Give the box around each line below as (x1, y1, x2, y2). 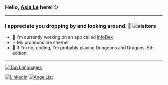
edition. (12, 50, 28, 56)
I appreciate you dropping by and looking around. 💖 (5, 23, 131, 30)
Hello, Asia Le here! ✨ (5, 4, 59, 11)
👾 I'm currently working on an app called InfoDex (12, 34, 113, 40)
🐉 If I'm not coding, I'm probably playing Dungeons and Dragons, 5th (12, 44, 154, 51)
